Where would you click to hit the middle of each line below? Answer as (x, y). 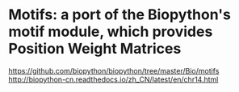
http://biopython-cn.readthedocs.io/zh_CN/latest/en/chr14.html (113, 79)
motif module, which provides (111, 32)
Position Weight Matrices (95, 49)
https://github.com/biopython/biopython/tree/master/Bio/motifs (114, 70)
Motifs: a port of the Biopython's (120, 15)
